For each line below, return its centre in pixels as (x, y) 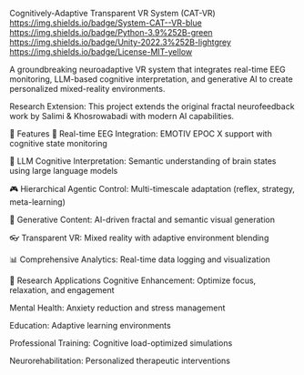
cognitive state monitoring (58, 143)
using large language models (64, 171)
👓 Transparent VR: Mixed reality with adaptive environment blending (139, 238)
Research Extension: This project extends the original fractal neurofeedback (152, 106)
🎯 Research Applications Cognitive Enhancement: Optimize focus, (133, 280)
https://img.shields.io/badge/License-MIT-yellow (101, 52)
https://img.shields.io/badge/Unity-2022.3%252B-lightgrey (121, 42)
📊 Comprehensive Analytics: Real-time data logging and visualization (140, 259)
